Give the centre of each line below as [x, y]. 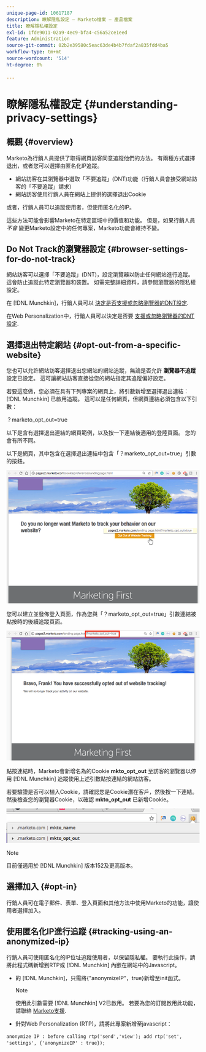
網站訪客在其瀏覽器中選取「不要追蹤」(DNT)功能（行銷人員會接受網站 [103, 179]
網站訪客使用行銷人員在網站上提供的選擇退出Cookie [81, 194]
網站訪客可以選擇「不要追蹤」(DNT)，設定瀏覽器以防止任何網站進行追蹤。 [100, 275]
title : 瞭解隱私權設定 [32, 26]
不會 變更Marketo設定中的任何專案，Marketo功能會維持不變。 [84, 228]
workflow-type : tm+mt [34, 52]
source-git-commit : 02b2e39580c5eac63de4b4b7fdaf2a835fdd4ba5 [87, 45]
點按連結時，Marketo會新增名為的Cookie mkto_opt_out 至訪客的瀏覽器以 [99, 771]
